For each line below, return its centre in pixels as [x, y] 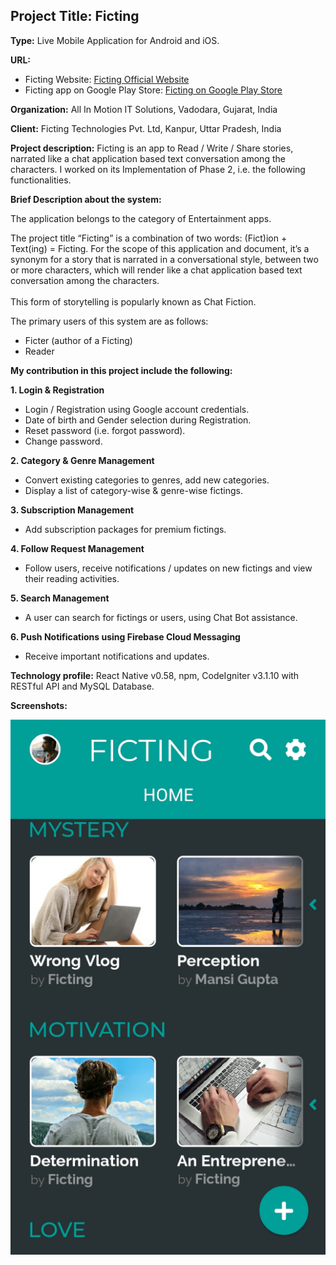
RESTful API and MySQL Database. [82, 686]
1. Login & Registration [57, 390]
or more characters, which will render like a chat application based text [156, 270]
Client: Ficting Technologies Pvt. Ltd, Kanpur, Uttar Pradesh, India [146, 128]
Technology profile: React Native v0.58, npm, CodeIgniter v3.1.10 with [155, 675]
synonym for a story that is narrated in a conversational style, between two [164, 259]
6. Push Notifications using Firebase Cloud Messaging [125, 636]
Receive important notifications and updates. [117, 656]
